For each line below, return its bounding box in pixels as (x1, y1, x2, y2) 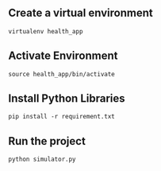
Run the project (8, 134, 86, 148)
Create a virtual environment (8, 6, 153, 20)
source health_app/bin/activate (8, 70, 115, 78)
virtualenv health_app (8, 27, 83, 35)
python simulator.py (8, 155, 77, 164)
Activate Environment (8, 49, 118, 63)
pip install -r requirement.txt (8, 113, 115, 121)
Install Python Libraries (8, 91, 125, 106)
